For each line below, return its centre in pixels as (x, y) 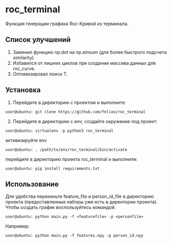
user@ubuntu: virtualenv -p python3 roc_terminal (60, 131)
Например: (17, 226)
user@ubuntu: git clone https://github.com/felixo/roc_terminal (75, 112)
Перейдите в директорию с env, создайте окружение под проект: (85, 121)
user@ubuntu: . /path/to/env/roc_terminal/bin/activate (66, 150)
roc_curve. (24, 68)
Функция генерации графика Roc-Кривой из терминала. (67, 24)
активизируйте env (26, 140)
